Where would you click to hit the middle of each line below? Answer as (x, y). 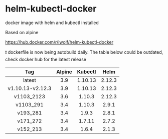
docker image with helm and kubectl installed (52, 23)
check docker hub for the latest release (46, 59)
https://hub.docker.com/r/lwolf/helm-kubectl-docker (59, 42)
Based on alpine (22, 32)
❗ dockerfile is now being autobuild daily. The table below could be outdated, (84, 52)
